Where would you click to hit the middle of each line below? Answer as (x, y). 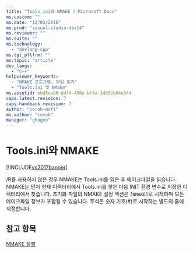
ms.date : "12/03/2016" (34, 22)
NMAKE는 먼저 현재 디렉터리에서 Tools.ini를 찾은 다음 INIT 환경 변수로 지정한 (94, 187)
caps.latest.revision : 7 (36, 98)
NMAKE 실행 (21, 244)
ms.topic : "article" (31, 60)
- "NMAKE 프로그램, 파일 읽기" (44, 82)
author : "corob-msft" (32, 109)
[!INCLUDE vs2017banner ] (37, 168)
